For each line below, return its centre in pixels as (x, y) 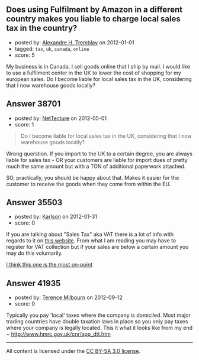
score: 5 (25, 55)
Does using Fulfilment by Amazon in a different (94, 10)
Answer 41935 (33, 283)
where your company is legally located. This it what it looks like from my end (99, 328)
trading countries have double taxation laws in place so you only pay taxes (97, 322)
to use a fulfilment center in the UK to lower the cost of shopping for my (94, 73)
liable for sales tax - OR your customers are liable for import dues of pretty (97, 160)
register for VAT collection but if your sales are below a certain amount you (97, 247)
